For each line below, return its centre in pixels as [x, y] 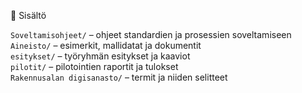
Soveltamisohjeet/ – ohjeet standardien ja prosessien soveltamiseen [151, 34]
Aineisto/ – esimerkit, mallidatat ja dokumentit [106, 45]
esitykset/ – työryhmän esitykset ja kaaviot [100, 56]
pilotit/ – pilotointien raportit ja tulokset [94, 66]
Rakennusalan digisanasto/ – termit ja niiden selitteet [119, 77]
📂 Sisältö [28, 15]
